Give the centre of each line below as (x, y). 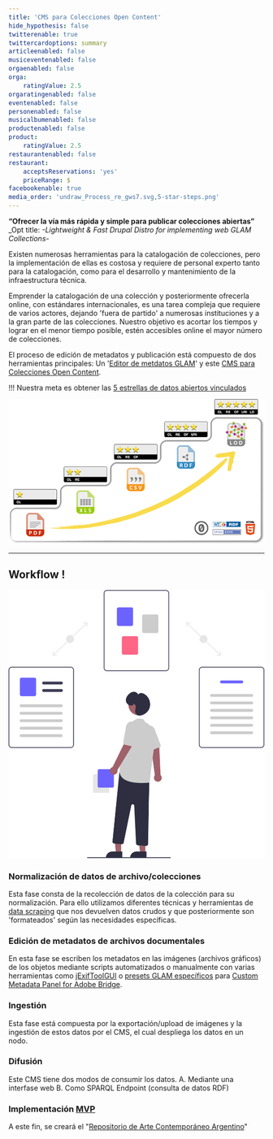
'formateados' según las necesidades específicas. (93, 920)
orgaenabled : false (41, 69)
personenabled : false (45, 111)
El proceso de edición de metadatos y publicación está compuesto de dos (132, 355)
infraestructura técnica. (48, 280)
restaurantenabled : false (52, 154)
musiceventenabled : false (52, 60)
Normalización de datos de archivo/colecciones (105, 876)
